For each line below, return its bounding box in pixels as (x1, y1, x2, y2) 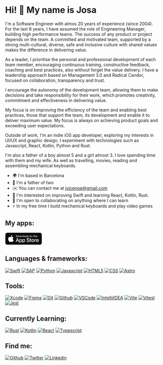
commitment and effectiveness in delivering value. (5, 97, 107, 103)
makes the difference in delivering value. (5, 47, 87, 53)
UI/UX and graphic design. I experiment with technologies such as (5, 137, 139, 143)
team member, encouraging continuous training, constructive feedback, (5, 62, 151, 67)
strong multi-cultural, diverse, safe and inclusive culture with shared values (5, 41, 157, 47)
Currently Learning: (5, 314, 67, 323)
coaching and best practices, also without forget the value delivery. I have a (5, 66, 159, 73)
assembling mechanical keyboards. (5, 163, 77, 168)
